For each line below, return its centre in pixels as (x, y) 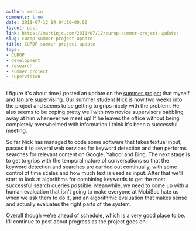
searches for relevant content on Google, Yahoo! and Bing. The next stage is (98, 154)
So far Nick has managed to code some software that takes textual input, (94, 142)
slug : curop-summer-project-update (49, 39)
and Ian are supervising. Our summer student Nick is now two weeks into (94, 99)
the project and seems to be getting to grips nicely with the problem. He (93, 106)
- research (19, 66)
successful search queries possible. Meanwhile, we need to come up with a (97, 185)
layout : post (22, 28)
